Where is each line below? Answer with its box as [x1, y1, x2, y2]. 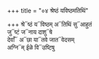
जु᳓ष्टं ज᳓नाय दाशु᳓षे [7, 28, 53, 36]
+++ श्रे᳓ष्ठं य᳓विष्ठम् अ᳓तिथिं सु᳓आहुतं [7, 21, 93, 28]
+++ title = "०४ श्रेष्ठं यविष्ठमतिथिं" [7, 7, 89, 14]
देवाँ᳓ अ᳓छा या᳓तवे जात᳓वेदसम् [7, 36, 75, 44]
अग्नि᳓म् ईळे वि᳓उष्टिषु [7, 43, 55, 51]
